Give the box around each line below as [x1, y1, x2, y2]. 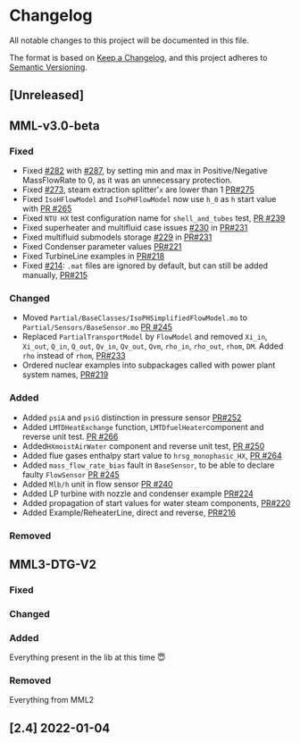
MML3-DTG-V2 [9, 556, 96, 572]
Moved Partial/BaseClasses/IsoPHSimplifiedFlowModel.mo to [21, 312, 248, 323]
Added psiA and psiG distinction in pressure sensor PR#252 [21, 412, 242, 423]
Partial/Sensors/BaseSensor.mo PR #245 [21, 322, 172, 333]
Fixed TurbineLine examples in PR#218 [21, 251, 165, 262]
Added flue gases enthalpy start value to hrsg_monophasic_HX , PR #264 [21, 450, 283, 460]
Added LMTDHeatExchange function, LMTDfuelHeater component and [21, 421, 264, 432]
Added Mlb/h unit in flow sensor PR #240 [21, 478, 173, 489]
